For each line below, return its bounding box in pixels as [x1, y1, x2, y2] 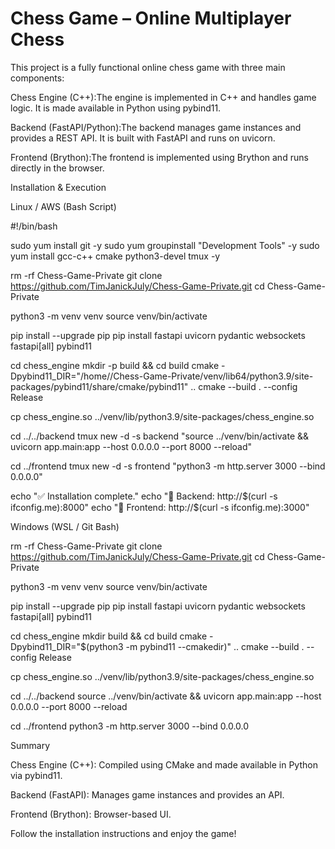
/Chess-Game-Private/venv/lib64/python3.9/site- [109, 370, 314, 382]
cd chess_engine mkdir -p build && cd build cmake [10, 359, 220, 371]
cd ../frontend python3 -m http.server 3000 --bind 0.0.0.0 [10, 720, 250, 732]
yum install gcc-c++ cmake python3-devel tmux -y [10, 250, 221, 262]
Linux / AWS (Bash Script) [10, 200, 117, 212]
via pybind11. [10, 769, 63, 781]
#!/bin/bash [10, 220, 58, 232]
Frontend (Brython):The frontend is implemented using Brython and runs [10, 151, 309, 163]
